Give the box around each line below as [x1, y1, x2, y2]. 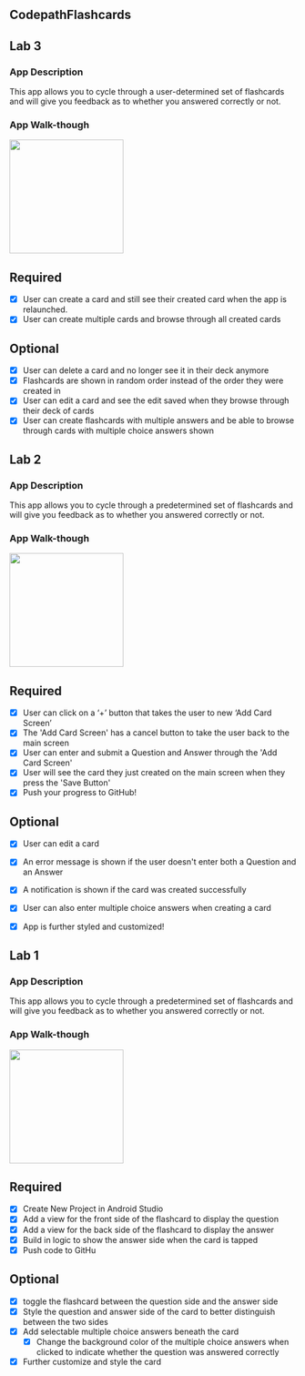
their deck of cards [22, 405, 95, 417]
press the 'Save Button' [22, 777, 111, 788]
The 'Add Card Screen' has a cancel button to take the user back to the [22, 727, 290, 738]
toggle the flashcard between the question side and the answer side [22, 1296, 279, 1307]
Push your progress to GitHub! [22, 787, 137, 798]
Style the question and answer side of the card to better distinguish [22, 1306, 276, 1317]
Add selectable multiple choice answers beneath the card [22, 1326, 239, 1337]
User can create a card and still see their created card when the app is [22, 294, 287, 305]
